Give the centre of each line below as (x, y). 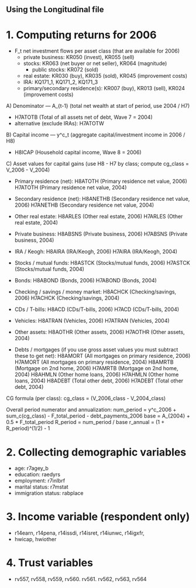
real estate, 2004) (36, 223)
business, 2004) (34, 240)
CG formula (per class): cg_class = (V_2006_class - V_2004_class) (86, 398)
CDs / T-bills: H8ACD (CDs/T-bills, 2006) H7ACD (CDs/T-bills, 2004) (97, 309)
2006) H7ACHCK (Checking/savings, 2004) (67, 298)
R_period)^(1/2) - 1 (28, 428)
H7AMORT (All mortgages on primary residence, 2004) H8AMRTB (94, 362)
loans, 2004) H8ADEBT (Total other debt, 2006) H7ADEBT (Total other (99, 381)
